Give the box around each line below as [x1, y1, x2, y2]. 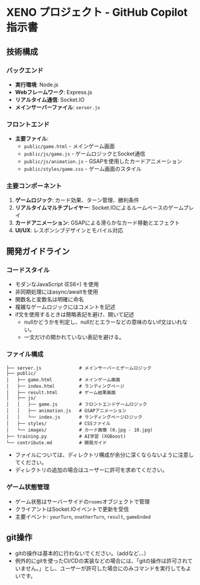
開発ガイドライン [6, 246, 70, 257]
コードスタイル [6, 266, 50, 274]
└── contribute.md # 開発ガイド [6, 440, 107, 446]
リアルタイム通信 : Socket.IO [14, 96, 85, 103]
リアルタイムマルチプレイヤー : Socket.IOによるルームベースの [14, 204, 169, 211]
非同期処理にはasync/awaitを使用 [14, 288, 98, 296]
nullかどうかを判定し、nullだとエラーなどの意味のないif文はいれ [23, 318, 183, 326]
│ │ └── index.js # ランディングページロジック [6, 414, 143, 420]
